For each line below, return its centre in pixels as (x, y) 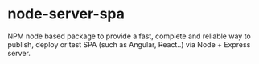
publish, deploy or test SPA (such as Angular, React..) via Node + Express (129, 44)
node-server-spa (66, 14)
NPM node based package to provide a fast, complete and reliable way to (129, 36)
